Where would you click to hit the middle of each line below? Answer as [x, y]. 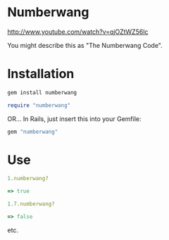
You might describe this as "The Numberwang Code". [85, 45]
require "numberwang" [39, 105]
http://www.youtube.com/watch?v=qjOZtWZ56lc [78, 32]
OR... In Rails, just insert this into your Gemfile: [74, 119]
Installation [41, 74]
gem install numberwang [42, 92]
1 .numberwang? [28, 179]
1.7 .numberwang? [31, 204]
